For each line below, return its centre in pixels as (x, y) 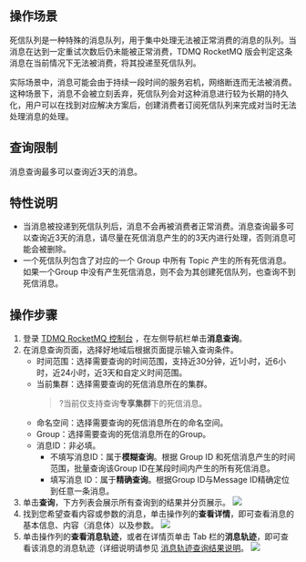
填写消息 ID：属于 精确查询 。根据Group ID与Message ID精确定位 (169, 480)
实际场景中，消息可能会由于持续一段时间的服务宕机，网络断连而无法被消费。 (153, 82)
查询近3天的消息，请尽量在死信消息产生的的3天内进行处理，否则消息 (159, 238)
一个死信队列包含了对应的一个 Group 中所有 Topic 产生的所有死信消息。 (157, 261)
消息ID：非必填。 (68, 445)
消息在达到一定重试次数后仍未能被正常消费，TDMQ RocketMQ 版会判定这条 (151, 51)
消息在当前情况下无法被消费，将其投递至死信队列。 (105, 63)
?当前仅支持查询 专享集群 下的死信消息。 (133, 404)
